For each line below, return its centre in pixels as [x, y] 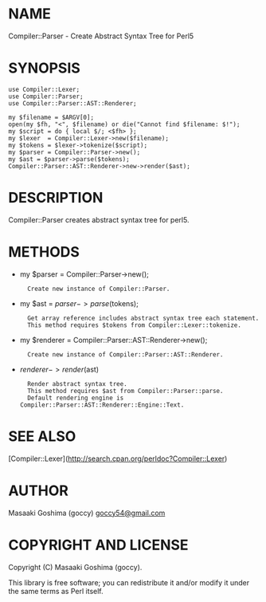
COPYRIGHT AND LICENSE [98, 545]
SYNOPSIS [45, 68]
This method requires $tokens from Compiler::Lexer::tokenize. [134, 325]
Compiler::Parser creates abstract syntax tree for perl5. [99, 219]
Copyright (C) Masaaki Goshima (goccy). [75, 567]
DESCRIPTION [56, 198]
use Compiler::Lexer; [44, 89]
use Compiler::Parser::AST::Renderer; [72, 103]
